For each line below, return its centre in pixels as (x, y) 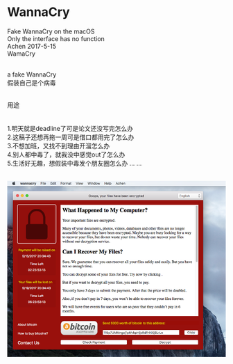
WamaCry (21, 54)
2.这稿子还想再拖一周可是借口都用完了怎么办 (71, 137)
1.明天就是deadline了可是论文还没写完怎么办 (70, 128)
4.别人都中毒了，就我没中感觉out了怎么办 (66, 155)
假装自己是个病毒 (32, 82)
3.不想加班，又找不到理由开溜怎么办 (59, 145)
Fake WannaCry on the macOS (51, 31)
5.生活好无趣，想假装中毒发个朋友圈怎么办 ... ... (75, 163)
